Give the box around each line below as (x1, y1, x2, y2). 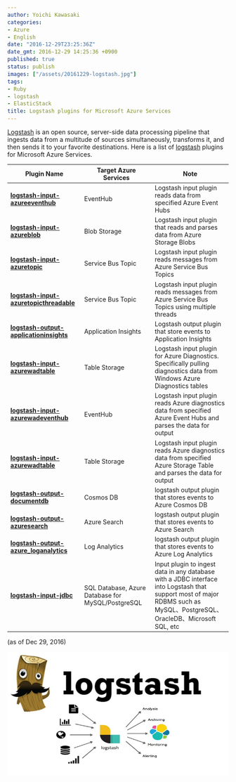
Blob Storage (84, 227, 122, 235)
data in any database (154, 567, 216, 575)
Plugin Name (25, 169, 64, 178)
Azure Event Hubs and (154, 414, 220, 422)
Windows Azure (154, 374, 201, 382)
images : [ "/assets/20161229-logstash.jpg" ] (7, 70, 137, 77)
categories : (7, 18, 42, 26)
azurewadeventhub (10, 414, 69, 422)
